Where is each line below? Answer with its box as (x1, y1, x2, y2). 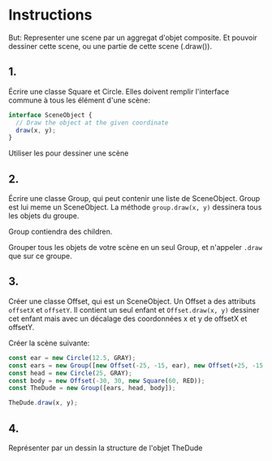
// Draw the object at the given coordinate (15, 118, 169, 127)
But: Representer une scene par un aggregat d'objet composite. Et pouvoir (8, 33, 257, 42)
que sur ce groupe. (8, 251, 72, 261)
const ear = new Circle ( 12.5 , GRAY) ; (8, 353, 136, 362)
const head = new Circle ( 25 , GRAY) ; (8, 369, 132, 377)
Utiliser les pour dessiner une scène (8, 148, 129, 158)
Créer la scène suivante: (8, 338, 90, 348)
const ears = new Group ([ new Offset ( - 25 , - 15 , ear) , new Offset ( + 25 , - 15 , (8, 361, 267, 370)
